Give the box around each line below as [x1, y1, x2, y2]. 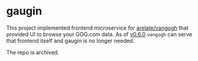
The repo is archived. [6, 48, 59, 56]
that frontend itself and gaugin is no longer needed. [6, 37, 135, 44]
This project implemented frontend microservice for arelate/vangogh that [6, 24, 189, 31]
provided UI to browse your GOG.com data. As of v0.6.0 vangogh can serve [6, 30, 193, 37]
